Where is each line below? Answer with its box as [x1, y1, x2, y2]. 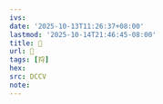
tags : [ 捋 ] [9, 55, 50, 64]
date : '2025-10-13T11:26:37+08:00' [9, 22, 145, 31]
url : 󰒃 [9, 47, 35, 56]
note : [9, 80, 30, 90]
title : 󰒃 [9, 38, 43, 48]
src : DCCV [9, 72, 47, 81]
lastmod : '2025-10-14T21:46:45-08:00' [9, 30, 157, 39]
